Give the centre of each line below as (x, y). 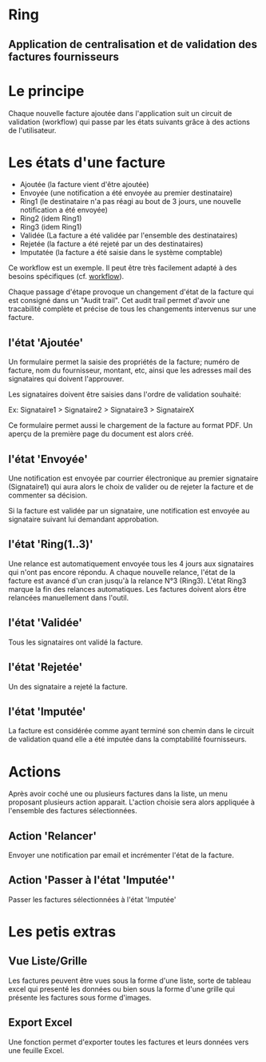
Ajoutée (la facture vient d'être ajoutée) (84, 185)
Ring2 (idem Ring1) (51, 218)
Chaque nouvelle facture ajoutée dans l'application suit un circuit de (120, 113)
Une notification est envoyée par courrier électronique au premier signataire (133, 478)
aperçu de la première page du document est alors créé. (101, 434)
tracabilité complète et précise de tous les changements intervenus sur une (133, 309)
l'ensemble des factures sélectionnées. (73, 811)
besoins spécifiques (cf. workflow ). (66, 277)
